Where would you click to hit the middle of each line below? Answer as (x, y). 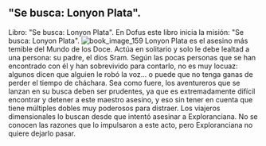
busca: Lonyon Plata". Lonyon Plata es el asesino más (128, 40)
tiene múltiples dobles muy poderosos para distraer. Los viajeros (114, 108)
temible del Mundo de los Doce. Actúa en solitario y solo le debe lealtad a (129, 49)
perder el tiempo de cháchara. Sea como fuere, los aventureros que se (124, 83)
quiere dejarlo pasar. (42, 133)
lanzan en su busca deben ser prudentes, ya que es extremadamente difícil (132, 91)
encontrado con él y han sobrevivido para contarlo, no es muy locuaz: (123, 66)
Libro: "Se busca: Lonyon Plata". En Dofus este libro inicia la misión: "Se (126, 32)
